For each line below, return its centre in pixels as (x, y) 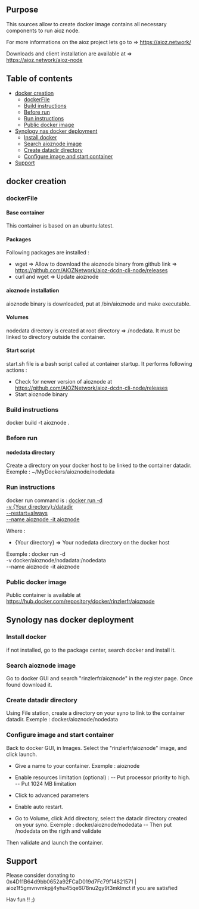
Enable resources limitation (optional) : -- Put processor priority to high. (102, 777)
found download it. (29, 684)
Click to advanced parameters (52, 795)
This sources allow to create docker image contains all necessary (86, 24)
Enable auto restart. (39, 807)
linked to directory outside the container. (56, 337)
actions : (17, 370)
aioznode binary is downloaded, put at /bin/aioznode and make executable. (99, 304)
